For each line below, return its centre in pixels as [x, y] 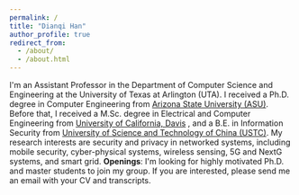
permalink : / [34, 18]
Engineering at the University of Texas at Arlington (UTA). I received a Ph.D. [149, 94]
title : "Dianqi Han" [48, 26]
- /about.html [44, 59]
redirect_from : [38, 43]
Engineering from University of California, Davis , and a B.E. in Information [146, 123]
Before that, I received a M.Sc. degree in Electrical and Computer [130, 114]
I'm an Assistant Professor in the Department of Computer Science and [141, 85]
